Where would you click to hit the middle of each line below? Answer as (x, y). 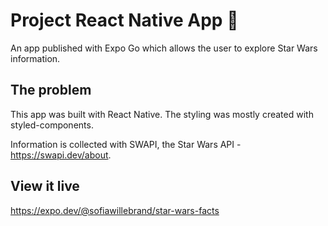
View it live (45, 186)
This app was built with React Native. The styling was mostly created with (162, 114)
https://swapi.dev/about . (61, 155)
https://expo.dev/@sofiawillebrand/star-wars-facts (115, 210)
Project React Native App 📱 (124, 20)
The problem (51, 90)
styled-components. (52, 125)
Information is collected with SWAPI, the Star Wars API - (126, 144)
